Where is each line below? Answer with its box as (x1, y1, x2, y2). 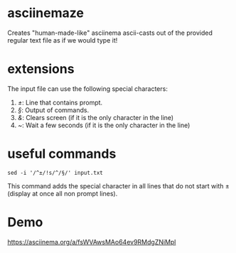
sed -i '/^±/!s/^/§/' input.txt (7, 169, 103, 176)
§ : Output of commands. (17, 105, 90, 114)
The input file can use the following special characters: (7, 84, 168, 93)
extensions (7, 61, 75, 77)
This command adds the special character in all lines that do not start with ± (7, 181, 230, 190)
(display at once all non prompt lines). (7, 189, 118, 198)
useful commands (7, 146, 117, 162)
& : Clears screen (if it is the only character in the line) (17, 113, 174, 122)
